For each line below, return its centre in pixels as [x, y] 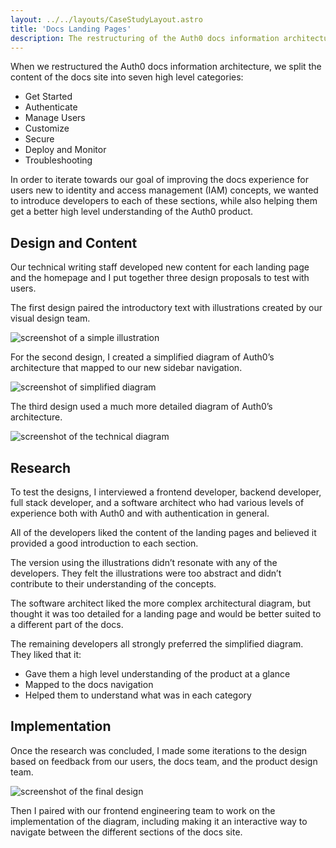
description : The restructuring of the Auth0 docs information [145, 38]
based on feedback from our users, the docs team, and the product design [164, 761]
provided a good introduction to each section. [104, 543]
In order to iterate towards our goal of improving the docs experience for [160, 180]
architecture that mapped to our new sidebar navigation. [126, 368]
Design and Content [74, 242]
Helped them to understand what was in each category [138, 695]
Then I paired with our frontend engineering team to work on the [143, 810]
